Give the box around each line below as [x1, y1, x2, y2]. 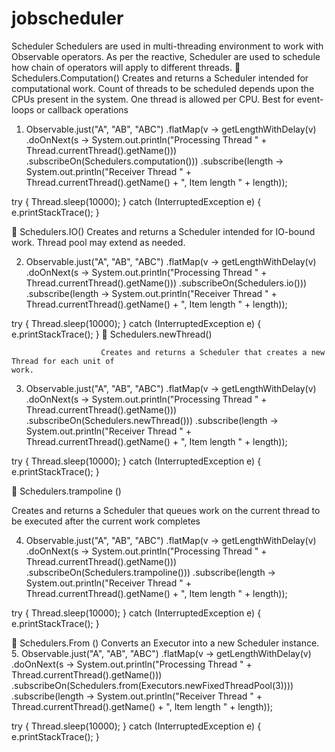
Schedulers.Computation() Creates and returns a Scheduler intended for [11, 72, 309, 84]
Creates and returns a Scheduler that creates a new [100, 347, 326, 357]
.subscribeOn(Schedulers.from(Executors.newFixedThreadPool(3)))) [11, 679, 294, 691]
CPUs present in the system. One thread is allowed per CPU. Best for [11, 93, 295, 105]
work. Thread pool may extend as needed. [11, 236, 186, 248]
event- [296, 93, 324, 105]
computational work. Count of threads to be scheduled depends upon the [11, 82, 315, 94]
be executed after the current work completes [11, 515, 201, 527]
